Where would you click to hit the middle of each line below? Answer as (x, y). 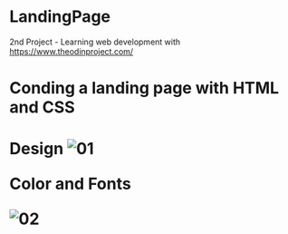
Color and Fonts (70, 184)
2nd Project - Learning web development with (95, 42)
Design (37, 149)
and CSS (42, 107)
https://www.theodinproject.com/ (72, 51)
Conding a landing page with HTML (144, 88)
